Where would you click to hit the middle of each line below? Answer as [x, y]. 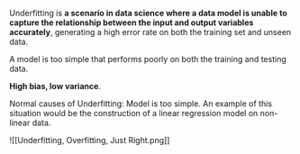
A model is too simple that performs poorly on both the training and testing [148, 59]
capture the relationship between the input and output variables [132, 23]
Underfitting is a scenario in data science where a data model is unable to [148, 13]
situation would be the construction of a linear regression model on [134, 113]
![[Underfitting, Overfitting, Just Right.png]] [90, 140]
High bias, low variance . [55, 86]
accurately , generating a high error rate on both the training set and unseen [150, 32]
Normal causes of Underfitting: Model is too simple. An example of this [141, 104]
